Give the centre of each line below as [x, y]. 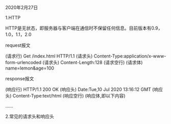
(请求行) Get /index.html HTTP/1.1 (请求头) [49, 56]
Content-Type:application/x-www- [130, 56]
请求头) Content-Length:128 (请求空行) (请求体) [93, 62]
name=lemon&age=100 [30, 68]
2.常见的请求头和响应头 [30, 116]
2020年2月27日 [22, 7]
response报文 [20, 79]
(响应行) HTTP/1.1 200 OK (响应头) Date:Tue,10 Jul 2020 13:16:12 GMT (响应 [84, 89]
